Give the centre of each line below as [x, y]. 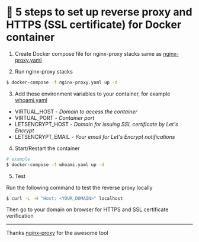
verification [20, 216]
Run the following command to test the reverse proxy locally [79, 187]
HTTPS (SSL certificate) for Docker [94, 25]
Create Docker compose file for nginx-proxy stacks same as [88, 53]
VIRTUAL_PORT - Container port [54, 117]
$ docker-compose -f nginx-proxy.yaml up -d [62, 82]
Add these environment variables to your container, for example [92, 94]
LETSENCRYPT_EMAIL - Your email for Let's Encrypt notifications [95, 136]
